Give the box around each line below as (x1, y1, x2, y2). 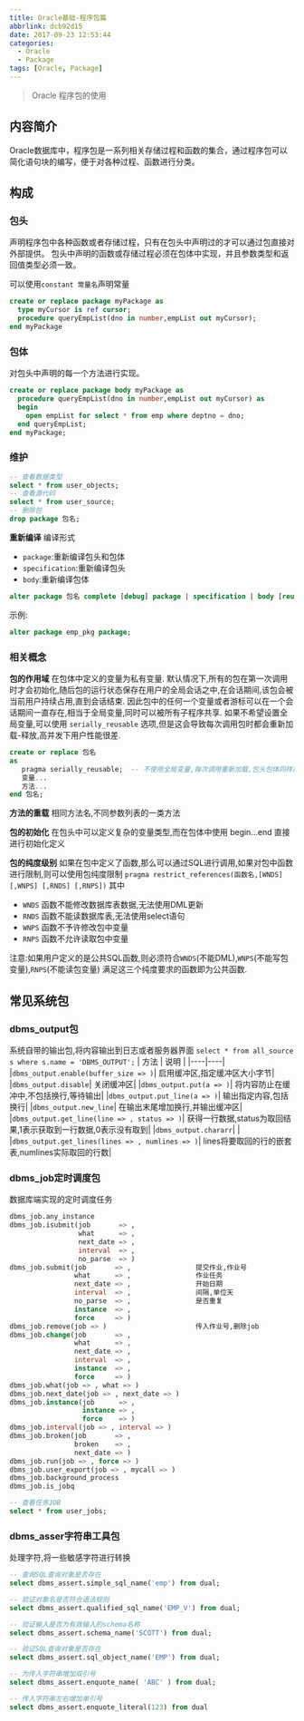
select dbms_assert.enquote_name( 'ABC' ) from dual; (9, 1678, 217, 1687)
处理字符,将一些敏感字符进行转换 (9, 1552, 131, 1563)
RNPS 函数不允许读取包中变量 (22, 933, 129, 944)
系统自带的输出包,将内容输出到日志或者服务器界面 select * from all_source (9, 1045, 294, 1055)
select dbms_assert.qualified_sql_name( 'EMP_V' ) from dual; (9, 1603, 242, 1612)
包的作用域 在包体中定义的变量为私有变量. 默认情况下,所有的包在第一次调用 (9, 673, 288, 685)
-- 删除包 (9, 506, 43, 515)
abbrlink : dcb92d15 (9, 22, 83, 31)
